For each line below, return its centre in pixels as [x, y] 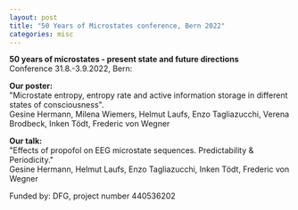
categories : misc [41, 34]
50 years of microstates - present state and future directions [124, 60]
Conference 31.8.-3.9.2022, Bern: [71, 69]
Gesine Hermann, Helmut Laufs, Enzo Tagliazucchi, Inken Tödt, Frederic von [149, 169]
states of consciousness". [57, 105]
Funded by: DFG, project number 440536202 [92, 196]
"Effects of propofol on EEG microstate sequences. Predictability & [132, 150]
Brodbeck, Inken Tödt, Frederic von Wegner [90, 124]
